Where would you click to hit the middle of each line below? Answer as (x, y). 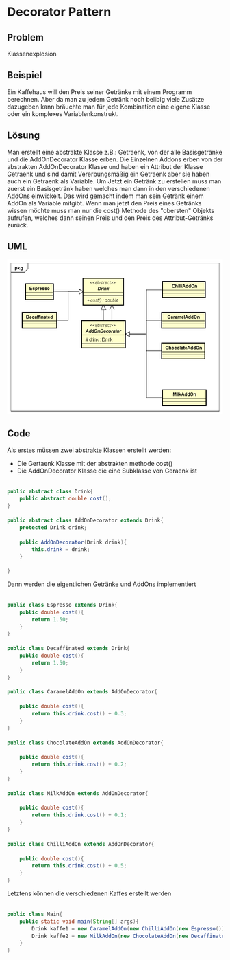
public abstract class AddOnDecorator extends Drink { (86, 521)
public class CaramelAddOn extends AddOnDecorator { (82, 692)
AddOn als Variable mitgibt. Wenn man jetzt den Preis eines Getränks (104, 203)
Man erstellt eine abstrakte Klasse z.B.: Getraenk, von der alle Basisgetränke (115, 152)
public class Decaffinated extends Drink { (68, 649)
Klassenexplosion (32, 54)
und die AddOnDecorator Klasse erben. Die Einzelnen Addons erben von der (115, 159)
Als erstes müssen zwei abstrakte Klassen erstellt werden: (89, 450)
